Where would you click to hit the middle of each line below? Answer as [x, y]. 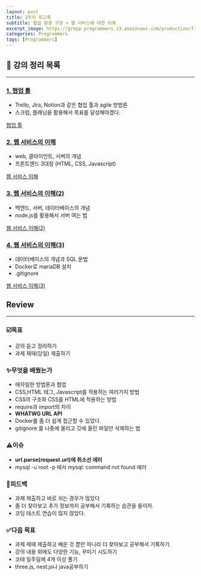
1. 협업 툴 [19, 90]
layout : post [22, 12]
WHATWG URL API [39, 414]
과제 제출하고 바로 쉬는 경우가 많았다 [57, 498]
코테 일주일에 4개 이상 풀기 [46, 559]
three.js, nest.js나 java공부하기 [51, 567]
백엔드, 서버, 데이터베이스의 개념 [52, 208]
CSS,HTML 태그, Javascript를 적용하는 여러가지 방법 [77, 392]
